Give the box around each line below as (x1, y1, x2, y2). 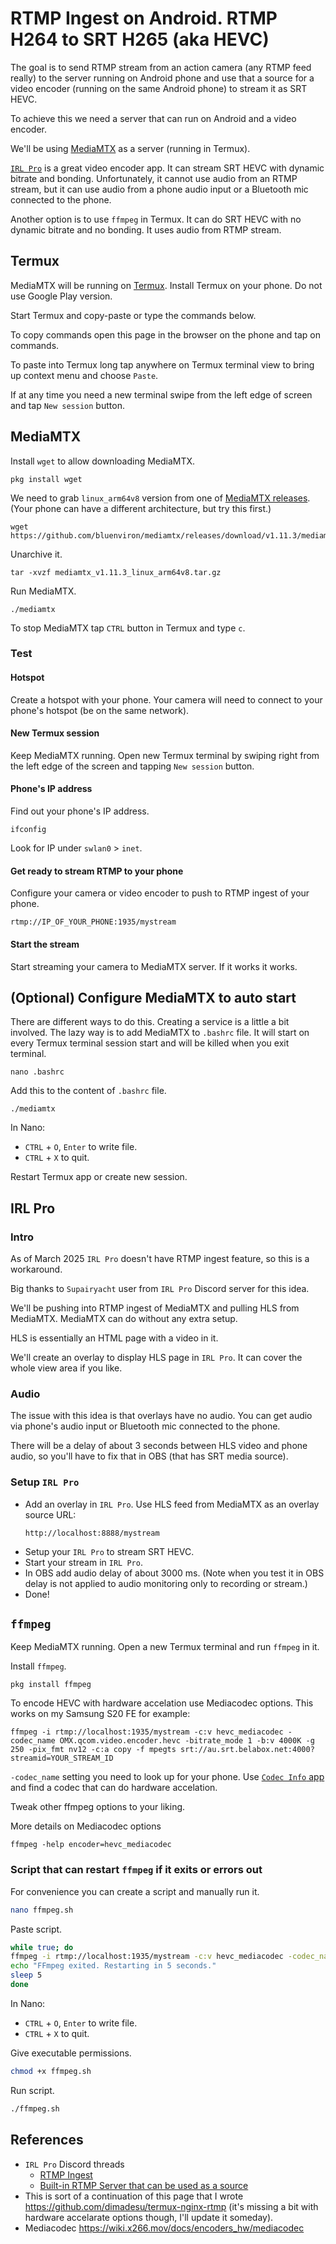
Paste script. (10, 1923, 63, 1935)
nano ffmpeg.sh (10, 1905, 74, 1915)
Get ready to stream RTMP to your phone (10, 865, 184, 877)
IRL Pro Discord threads (24, 2158, 125, 2170)
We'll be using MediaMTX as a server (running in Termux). (10, 142, 251, 154)
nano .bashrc (10, 1067, 65, 1077)
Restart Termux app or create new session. (10, 1171, 188, 1183)
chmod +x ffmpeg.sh (10, 2066, 92, 2076)
